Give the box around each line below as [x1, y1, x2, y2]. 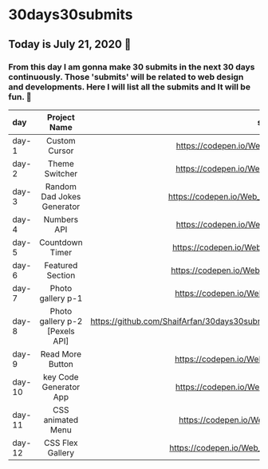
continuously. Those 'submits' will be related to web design [8, 71, 244, 82]
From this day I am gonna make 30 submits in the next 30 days [8, 61, 255, 73]
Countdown [38, 237, 83, 248]
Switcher [44, 167, 78, 179]
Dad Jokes [41, 191, 81, 202]
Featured [43, 259, 78, 270]
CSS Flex [43, 437, 78, 448]
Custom [46, 135, 76, 146]
